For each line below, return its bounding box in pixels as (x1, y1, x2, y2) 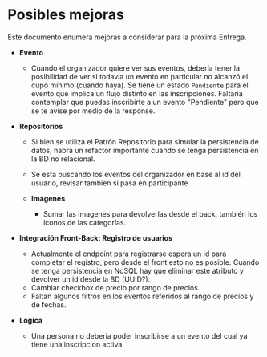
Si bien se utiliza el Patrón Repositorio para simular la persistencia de (30, 136, 260, 146)
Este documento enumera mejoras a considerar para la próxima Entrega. (7, 32, 247, 42)
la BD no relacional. (30, 154, 95, 164)
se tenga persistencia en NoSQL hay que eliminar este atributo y (30, 266, 244, 275)
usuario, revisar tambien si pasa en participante (30, 178, 189, 188)
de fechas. (30, 299, 67, 310)
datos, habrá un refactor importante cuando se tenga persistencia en (30, 145, 259, 155)
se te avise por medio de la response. (30, 106, 156, 116)
